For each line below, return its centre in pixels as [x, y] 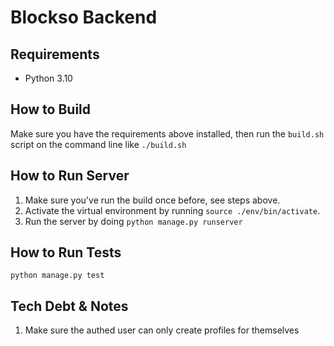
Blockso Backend [84, 17]
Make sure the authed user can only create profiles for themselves [162, 330]
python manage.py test [57, 276]
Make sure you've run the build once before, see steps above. [152, 200]
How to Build [51, 109]
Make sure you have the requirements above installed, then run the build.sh [167, 133]
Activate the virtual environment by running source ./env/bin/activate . [172, 210]
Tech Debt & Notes [69, 306]
